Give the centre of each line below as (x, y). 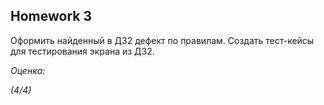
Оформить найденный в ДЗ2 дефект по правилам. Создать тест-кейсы (162, 40)
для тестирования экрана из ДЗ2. (82, 51)
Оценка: (28, 70)
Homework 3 (51, 16)
